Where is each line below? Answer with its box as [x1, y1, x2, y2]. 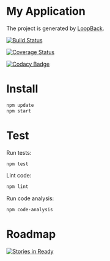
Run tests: [6, 149, 32, 156]
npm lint [6, 184, 29, 190]
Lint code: [6, 172, 32, 179]
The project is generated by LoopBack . [6, 25, 105, 32]
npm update [6, 102, 34, 108]
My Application [6, 4, 86, 18]
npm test [6, 161, 29, 167]
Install [6, 82, 38, 96]
